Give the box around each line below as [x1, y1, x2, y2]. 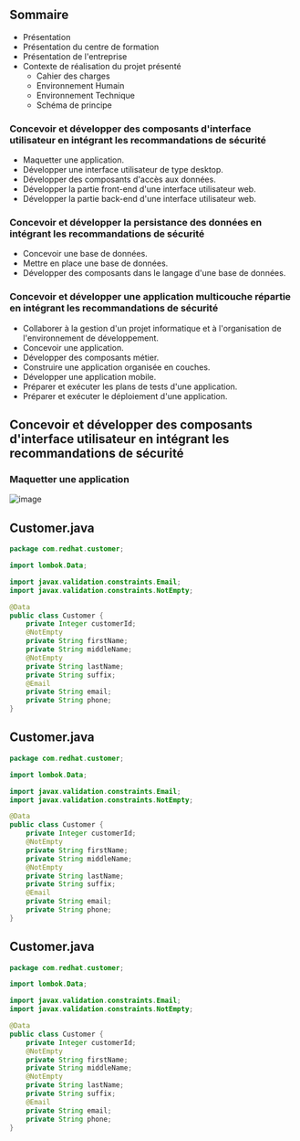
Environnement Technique [36, 90, 135, 100]
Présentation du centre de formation [22, 41, 160, 52]
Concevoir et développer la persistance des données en [9, 217, 263, 229]
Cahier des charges [36, 70, 111, 81]
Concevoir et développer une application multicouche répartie [9, 291, 292, 303]
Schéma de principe [36, 100, 112, 111]
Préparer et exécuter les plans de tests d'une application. [22, 381, 238, 392]
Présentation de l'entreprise [22, 50, 128, 62]
